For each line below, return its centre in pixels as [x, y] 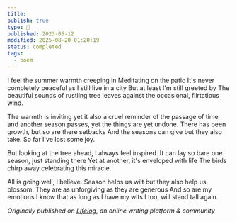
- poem [23, 60]
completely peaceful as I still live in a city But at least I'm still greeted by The [118, 88]
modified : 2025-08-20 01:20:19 [53, 40]
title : [17, 14]
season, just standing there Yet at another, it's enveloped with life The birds [117, 160]
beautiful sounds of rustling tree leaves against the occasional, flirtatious [113, 95]
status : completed [34, 47]
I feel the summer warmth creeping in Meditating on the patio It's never [111, 80]
